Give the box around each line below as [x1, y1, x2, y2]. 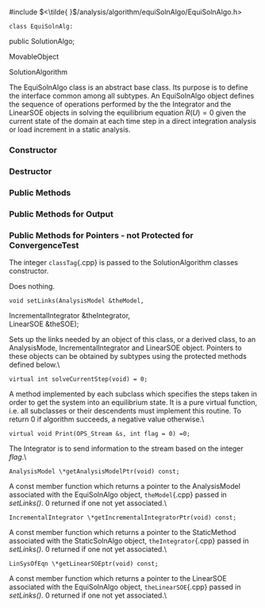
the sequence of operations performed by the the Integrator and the [9, 99, 232, 109]
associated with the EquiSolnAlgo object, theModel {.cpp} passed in [9, 490, 227, 499]
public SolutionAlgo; [9, 37, 75, 46]
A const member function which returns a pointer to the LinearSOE [9, 573, 227, 583]
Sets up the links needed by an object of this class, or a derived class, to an [9, 334, 256, 344]
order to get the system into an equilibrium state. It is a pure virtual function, [9, 397, 258, 407]
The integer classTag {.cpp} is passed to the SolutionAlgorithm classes [9, 257, 239, 267]
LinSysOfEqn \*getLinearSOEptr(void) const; [9, 560, 159, 568]
